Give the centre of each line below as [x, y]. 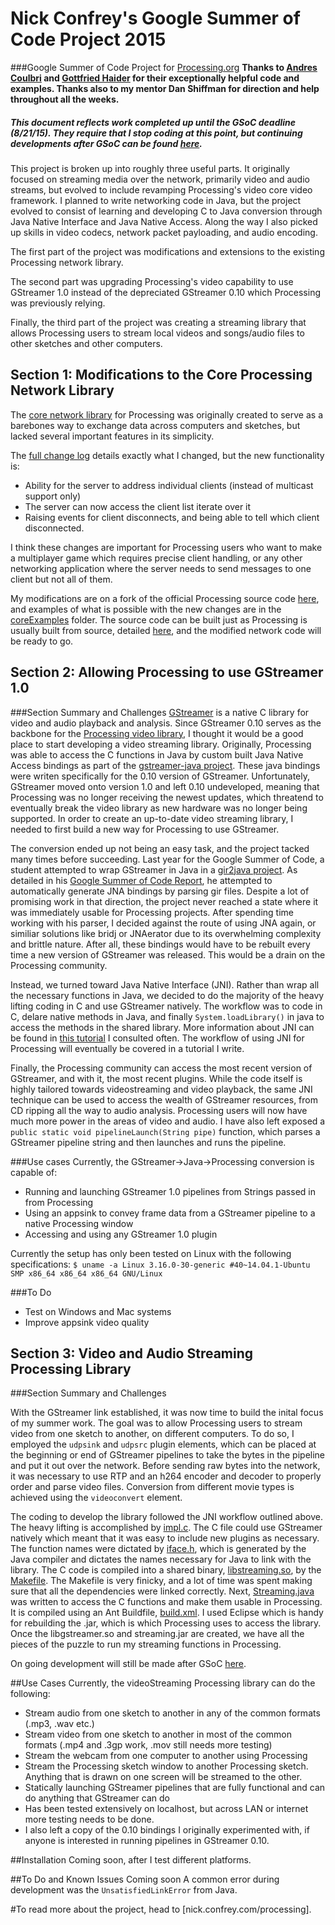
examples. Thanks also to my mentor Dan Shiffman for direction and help [165, 88]
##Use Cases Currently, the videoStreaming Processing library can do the [163, 1683]
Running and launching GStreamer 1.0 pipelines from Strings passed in [170, 1191]
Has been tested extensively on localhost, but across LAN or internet [166, 1809]
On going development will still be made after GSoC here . [128, 1664]
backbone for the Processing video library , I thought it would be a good [157, 733]
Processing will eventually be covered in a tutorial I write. [127, 1048]
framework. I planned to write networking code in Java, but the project [156, 200]
